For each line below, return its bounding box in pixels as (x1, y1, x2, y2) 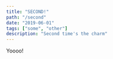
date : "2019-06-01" (6, 20, 55, 26)
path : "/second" (6, 14, 46, 20)
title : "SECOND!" (6, 8, 49, 15)
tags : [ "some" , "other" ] (6, 25, 68, 32)
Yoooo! (6, 47, 24, 54)
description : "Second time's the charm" (6, 31, 108, 37)
